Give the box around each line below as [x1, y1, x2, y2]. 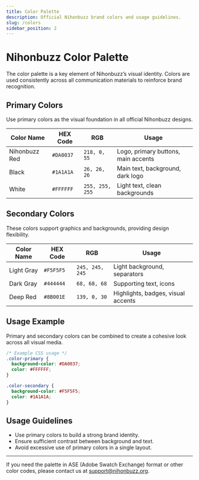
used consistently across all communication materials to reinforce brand [6, 76, 182, 84]
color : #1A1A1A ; [11, 393, 52, 400]
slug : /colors [6, 20, 41, 25]
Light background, [113, 262, 165, 270]
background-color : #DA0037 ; [11, 361, 81, 367]
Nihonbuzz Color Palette [6, 51, 129, 64]
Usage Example [6, 316, 65, 327]
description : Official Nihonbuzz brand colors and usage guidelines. [6, 14, 182, 20]
